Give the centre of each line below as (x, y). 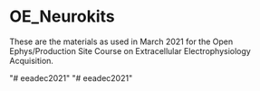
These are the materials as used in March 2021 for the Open (121, 41)
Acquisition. (32, 60)
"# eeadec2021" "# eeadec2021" (71, 77)
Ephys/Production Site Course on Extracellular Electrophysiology (130, 50)
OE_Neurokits (62, 17)
